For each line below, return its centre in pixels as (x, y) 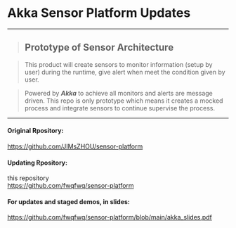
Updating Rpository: (38, 163)
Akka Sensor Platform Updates (99, 13)
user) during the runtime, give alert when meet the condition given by (125, 72)
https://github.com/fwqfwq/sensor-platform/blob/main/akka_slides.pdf (110, 217)
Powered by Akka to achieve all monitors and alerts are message (118, 93)
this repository (28, 178)
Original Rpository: (35, 131)
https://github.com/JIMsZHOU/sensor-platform (75, 146)
